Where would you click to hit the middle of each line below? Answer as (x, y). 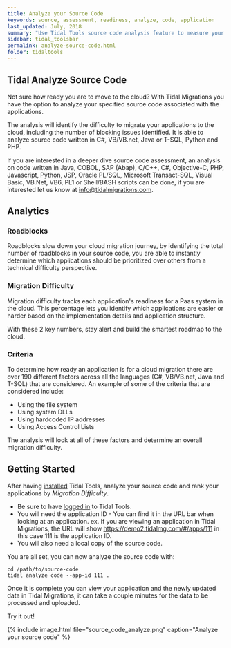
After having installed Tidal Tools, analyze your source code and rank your (113, 486)
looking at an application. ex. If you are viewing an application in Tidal (116, 521)
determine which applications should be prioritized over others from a (107, 260)
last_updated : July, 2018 (44, 26)
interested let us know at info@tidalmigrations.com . (80, 189)
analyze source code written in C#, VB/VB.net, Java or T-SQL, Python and (113, 140)
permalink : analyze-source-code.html (62, 46)
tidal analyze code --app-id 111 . (58, 575)
